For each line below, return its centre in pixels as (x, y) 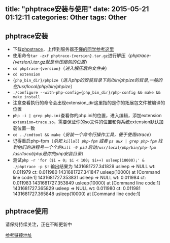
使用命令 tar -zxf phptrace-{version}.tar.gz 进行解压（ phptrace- (82, 56)
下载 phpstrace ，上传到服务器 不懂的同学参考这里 (63, 49)
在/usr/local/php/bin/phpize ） (44, 87)
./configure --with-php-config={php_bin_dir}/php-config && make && (87, 93)
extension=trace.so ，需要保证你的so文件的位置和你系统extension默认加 (88, 122)
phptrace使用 (27, 211)
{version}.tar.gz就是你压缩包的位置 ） (51, 62)
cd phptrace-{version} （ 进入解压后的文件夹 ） (61, 68)
